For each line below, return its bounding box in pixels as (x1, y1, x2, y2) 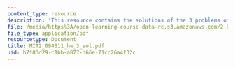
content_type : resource (7, 10, 77, 17)
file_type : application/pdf (7, 29, 90, 37)
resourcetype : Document (7, 36, 77, 43)
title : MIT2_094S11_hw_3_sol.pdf (7, 43, 105, 50)
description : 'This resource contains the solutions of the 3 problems (7, 17, 220, 24)
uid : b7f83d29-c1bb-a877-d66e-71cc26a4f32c (7, 50, 136, 57)
